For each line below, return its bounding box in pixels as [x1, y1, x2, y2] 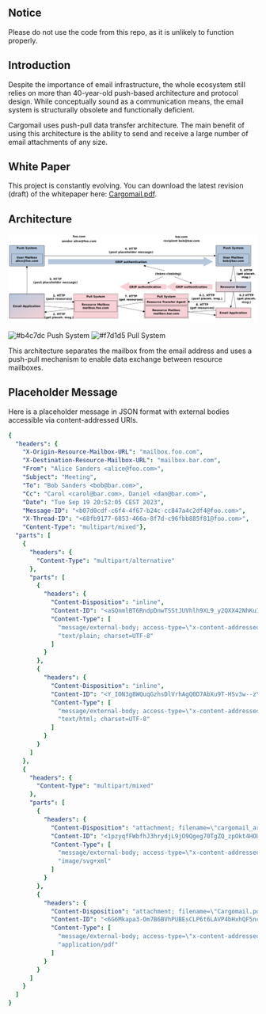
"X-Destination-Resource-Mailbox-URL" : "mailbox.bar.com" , [22, 457, 222, 465]
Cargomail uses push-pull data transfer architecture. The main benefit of [8, 120, 245, 130]
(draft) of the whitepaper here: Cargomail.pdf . [8, 189, 157, 199]
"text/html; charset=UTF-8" [58, 716, 150, 723]
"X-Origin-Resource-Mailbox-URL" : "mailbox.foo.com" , [22, 448, 203, 456]
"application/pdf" [58, 941, 119, 949]
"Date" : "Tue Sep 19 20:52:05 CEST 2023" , [22, 498, 165, 506]
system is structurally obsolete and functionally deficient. [8, 104, 196, 114]
